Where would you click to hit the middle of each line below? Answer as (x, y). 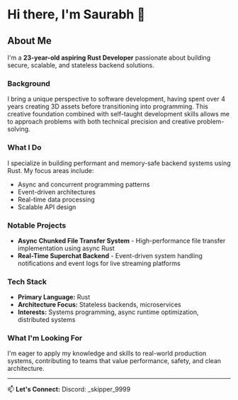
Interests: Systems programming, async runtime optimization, (108, 312)
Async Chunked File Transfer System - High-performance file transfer (121, 240)
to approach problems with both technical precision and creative (102, 122)
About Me (29, 41)
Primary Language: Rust (54, 297)
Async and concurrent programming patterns (84, 184)
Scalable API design (47, 207)
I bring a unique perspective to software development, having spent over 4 (116, 99)
